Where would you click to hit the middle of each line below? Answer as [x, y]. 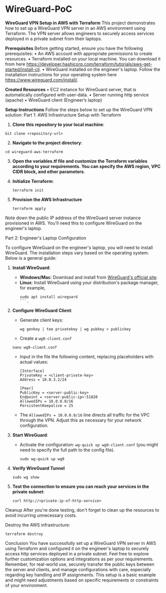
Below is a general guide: [31, 258]
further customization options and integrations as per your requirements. [79, 559]
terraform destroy [24, 534]
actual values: [34, 362]
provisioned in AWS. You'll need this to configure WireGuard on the [74, 223]
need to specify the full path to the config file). [67, 450]
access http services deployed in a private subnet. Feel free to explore [77, 553]
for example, [32, 288]
